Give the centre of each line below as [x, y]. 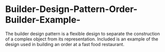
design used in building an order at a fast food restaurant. [65, 44]
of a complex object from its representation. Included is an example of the [82, 39]
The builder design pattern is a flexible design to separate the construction [82, 33]
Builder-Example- [43, 20]
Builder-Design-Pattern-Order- [71, 9]
